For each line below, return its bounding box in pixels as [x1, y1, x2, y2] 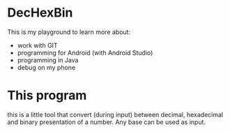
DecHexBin [7, 5, 73, 21]
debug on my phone [17, 63, 76, 71]
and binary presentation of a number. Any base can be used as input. [7, 118, 206, 126]
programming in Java [17, 55, 79, 64]
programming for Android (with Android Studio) [17, 48, 153, 57]
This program [7, 88, 87, 103]
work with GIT [17, 41, 58, 49]
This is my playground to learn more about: [7, 28, 131, 36]
